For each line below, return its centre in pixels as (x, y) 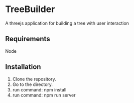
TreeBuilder (30, 9)
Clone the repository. (34, 79)
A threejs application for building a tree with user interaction (67, 23)
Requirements (28, 39)
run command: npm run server (44, 95)
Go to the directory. (33, 84)
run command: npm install (39, 89)
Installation (23, 67)
